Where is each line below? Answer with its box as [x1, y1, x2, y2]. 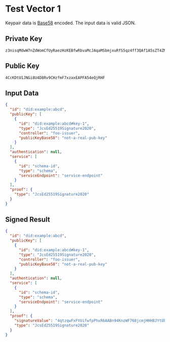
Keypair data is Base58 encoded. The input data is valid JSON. [5, 20, 136, 26]
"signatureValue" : [14, 318, 53, 323]
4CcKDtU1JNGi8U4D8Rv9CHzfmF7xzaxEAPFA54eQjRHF [5, 75, 105, 80]
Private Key [5, 34, 42, 43]
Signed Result [5, 215, 51, 224]
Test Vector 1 [5, 3, 61, 15]
